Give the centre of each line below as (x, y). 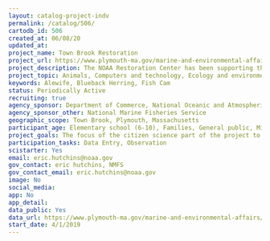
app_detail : (28, 202)
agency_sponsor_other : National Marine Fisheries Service (107, 113)
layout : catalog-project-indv (59, 16)
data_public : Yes (37, 210)
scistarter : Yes (35, 150)
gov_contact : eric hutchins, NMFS (66, 165)
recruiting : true (37, 98)
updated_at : (28, 46)
